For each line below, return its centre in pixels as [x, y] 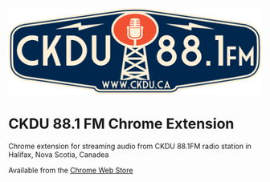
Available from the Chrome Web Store [71, 170]
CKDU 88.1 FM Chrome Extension [121, 123]
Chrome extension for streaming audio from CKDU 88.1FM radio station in [130, 146]
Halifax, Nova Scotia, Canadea [59, 154]
